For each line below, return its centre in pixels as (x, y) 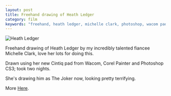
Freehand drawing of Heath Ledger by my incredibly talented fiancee (78, 48)
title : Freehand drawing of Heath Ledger (50, 15)
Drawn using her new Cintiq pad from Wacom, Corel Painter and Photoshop (84, 63)
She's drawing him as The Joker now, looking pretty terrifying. (70, 78)
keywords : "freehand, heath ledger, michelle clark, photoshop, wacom (82, 24)
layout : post (19, 10)
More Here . (17, 88)
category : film (21, 19)
